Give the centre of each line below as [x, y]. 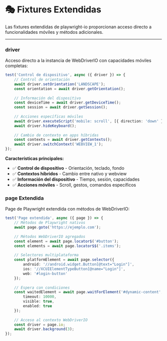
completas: [17, 66]
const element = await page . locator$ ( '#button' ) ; [67, 241]
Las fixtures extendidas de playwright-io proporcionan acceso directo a [78, 27]
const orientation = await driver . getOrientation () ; [70, 89]
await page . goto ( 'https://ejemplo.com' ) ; [57, 227]
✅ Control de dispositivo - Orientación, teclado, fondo [68, 168]
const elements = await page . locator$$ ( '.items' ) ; [68, 246]
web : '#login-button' [45, 274]
